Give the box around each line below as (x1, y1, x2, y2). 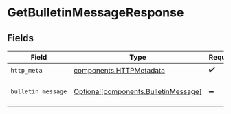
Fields (7, 32, 34, 44)
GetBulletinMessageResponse (7, 5, 184, 21)
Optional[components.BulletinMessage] (73, 87, 203, 96)
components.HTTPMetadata (73, 65, 166, 75)
